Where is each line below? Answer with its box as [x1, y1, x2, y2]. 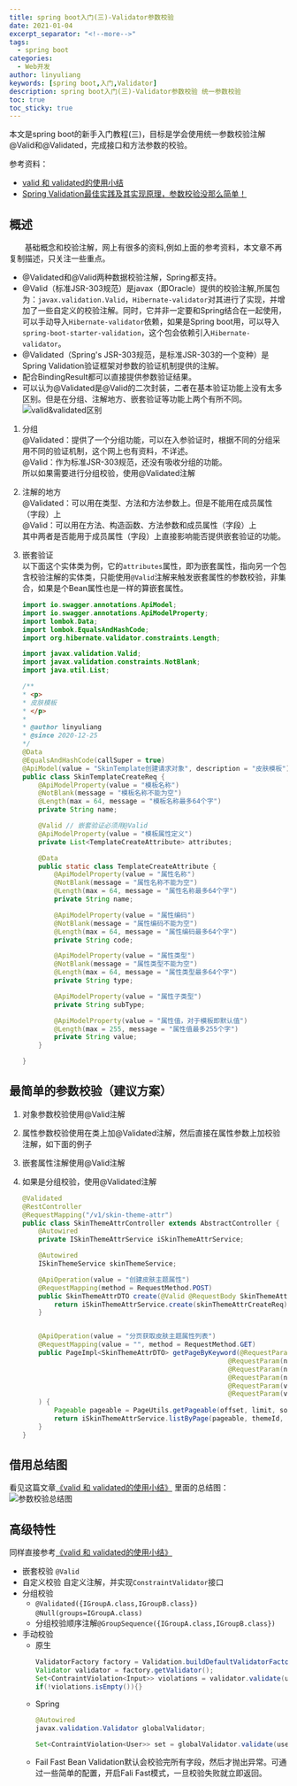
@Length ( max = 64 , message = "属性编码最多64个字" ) [54, 927, 238, 936]
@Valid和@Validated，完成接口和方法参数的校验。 [9, 140, 193, 150]
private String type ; [54, 976, 134, 985]
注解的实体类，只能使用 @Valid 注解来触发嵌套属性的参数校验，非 [45, 572, 278, 582]
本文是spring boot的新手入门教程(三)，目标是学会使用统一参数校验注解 [9, 129, 266, 140]
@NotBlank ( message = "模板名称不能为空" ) [38, 789, 183, 797]
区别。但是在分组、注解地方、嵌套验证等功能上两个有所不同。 [21, 394, 247, 404]
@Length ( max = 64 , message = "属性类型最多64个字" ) [54, 968, 238, 977]
